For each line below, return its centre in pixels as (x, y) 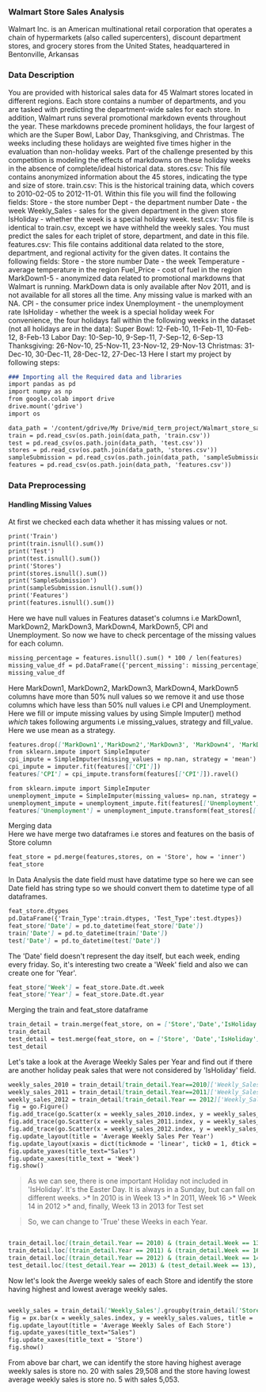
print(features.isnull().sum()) (61, 603)
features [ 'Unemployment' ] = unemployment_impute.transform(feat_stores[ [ (133, 811)
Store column (30, 843)
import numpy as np (40, 391)
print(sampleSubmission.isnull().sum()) (76, 588)
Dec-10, (21, 354)
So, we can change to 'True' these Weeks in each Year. (118, 1222)
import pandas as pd (42, 384)
